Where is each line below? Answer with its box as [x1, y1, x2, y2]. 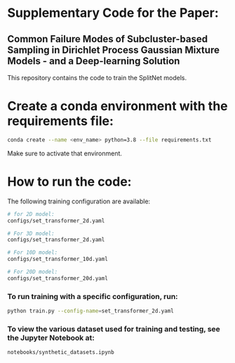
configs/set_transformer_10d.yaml [7, 255, 109, 263]
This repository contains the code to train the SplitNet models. [7, 74, 187, 82]
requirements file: [7, 113, 114, 129]
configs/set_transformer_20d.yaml [7, 274, 109, 282]
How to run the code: [7, 174, 132, 189]
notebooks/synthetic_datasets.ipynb [7, 349, 114, 356]
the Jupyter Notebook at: [7, 333, 95, 343]
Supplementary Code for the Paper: [7, 5, 219, 21]
